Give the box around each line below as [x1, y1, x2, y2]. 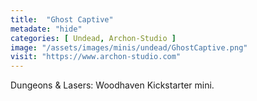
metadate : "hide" [10, 24, 83, 34]
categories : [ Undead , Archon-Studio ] [10, 33, 177, 43]
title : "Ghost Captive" [10, 14, 114, 25]
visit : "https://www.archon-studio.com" [10, 52, 182, 62]
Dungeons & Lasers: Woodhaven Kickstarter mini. [10, 79, 215, 91]
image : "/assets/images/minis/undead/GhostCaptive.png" [10, 42, 248, 53]
